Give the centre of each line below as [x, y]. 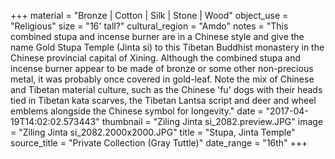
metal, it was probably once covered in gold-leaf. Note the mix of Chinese [162, 79]
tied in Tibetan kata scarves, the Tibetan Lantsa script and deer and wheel [163, 100]
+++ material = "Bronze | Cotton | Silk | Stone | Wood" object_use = [149, 15]
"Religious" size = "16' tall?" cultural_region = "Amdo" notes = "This [149, 26]
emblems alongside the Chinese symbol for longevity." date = [137, 111]
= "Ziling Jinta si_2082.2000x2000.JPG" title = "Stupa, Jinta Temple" [153, 132]
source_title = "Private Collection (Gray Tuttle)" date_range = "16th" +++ [159, 143]
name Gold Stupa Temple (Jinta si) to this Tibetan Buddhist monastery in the [167, 47]
